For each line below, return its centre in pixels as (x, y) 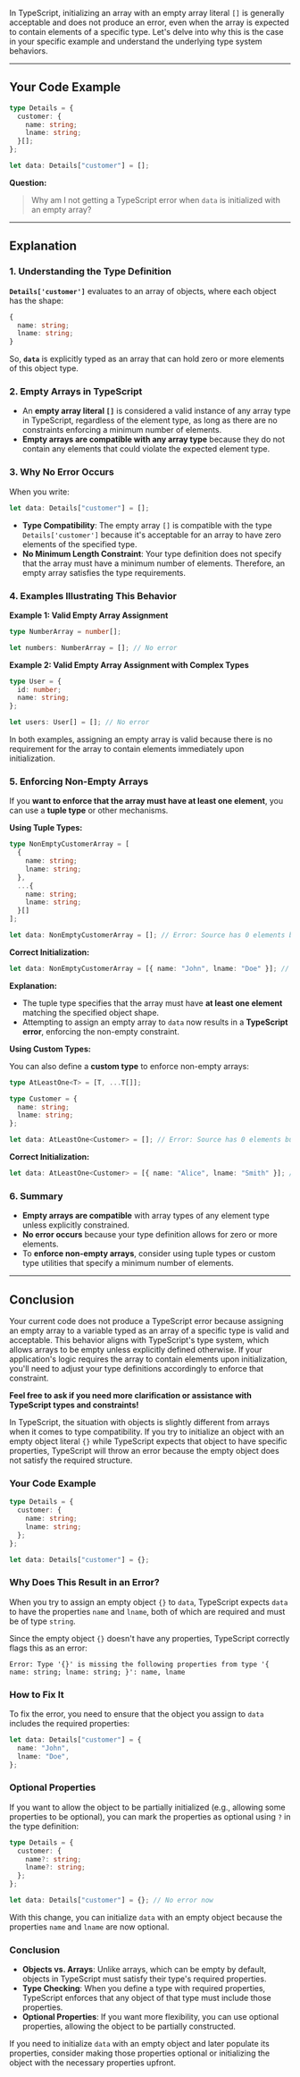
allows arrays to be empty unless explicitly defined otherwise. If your (136, 1350)
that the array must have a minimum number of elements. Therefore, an (154, 563)
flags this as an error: (48, 1648)
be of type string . (42, 1621)
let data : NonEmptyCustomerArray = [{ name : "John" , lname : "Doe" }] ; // (150, 968)
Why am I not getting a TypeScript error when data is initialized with (156, 199)
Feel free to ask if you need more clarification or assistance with (130, 1396)
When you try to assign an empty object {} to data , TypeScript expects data (149, 1602)
